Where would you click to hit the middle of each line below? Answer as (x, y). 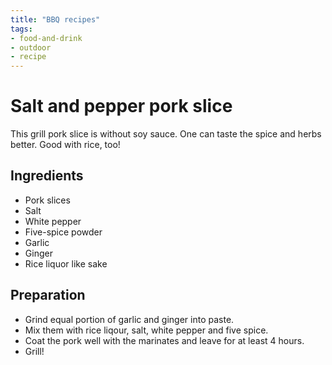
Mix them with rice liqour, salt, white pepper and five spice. (146, 330)
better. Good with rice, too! (65, 145)
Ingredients (47, 176)
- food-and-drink (46, 38)
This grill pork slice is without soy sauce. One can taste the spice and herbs (166, 134)
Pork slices (47, 200)
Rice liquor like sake (66, 263)
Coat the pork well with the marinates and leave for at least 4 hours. (164, 340)
